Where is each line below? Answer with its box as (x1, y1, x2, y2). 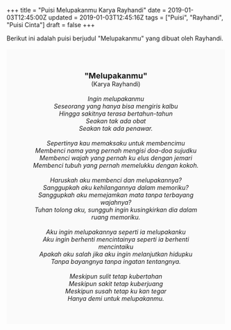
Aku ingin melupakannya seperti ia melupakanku (46, 228, 186, 236)
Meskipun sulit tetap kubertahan (69, 272, 162, 281)
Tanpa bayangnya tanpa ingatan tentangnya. (51, 258, 181, 265)
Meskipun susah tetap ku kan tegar (65, 287, 167, 295)
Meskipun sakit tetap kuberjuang (68, 280, 164, 288)
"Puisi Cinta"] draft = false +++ (6, 21, 95, 29)
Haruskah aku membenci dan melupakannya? (50, 176, 182, 184)
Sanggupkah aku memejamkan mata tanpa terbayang (38, 191, 194, 199)
